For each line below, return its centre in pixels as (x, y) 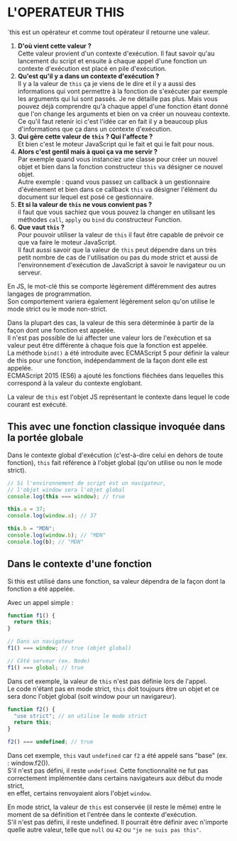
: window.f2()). (29, 763)
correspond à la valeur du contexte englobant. (75, 383)
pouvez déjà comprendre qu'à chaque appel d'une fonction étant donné (123, 106)
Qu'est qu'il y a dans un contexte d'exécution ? (88, 76)
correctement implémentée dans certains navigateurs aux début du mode (115, 778)
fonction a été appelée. (41, 589)
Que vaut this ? (41, 227)
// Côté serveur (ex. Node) (49, 661)
